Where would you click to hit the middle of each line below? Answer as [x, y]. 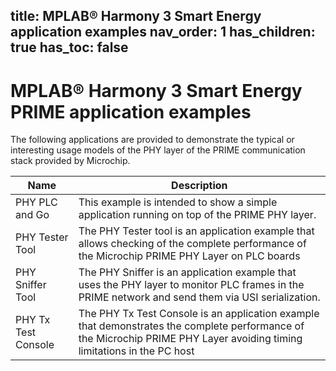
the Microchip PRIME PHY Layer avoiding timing [190, 339]
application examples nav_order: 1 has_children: [163, 32]
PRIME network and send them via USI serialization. [199, 297]
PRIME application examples [131, 111]
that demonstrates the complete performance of [191, 326]
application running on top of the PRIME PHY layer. [197, 215]
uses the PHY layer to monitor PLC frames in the [191, 285]
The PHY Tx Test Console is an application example [199, 314]
